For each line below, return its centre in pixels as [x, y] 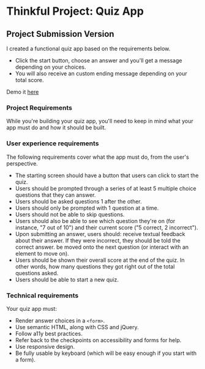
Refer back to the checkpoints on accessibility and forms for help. [98, 340]
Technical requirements [43, 295]
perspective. [22, 163]
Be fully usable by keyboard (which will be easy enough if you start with [106, 353]
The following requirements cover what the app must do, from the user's [98, 157]
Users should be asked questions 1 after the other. [78, 201]
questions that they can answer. [55, 195]
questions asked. [37, 273]
